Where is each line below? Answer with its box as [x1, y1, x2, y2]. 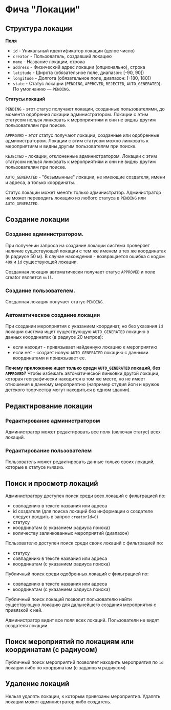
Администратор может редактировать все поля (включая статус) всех [5, 428, 161, 435]
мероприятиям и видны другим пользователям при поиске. [5, 143, 137, 149]
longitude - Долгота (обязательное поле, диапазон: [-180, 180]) [12, 75, 152, 81]
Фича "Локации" [5, 4, 80, 15]
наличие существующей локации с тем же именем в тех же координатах [5, 248, 166, 254]
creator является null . [5, 274, 54, 280]
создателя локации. [5, 623, 49, 629]
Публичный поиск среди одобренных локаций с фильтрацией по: [5, 571, 149, 577]
